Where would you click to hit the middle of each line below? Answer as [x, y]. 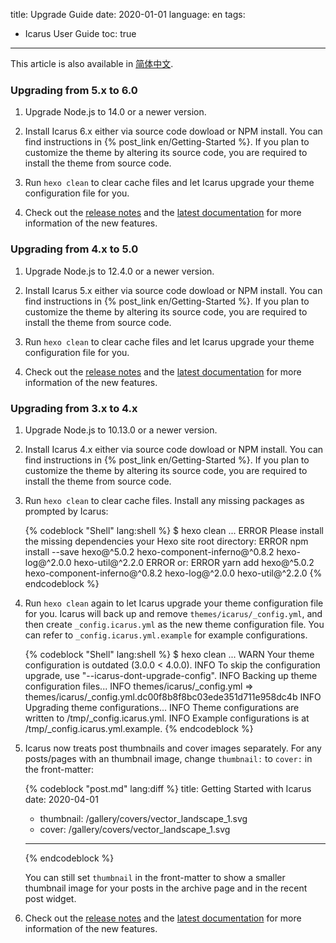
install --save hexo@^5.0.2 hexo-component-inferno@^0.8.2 [149, 551]
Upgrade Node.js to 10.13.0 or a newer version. [121, 430]
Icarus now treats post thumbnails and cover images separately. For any [173, 748]
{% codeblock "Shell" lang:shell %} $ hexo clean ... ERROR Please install [174, 530]
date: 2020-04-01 [61, 799]
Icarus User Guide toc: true [80, 33]
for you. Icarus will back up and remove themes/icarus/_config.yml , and [173, 613]
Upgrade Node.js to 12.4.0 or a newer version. [119, 271]
